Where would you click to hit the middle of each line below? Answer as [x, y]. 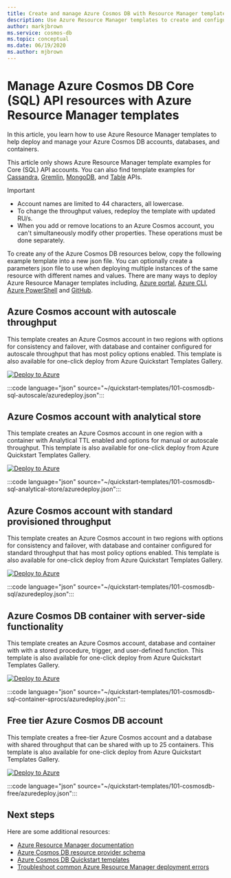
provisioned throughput [59, 522]
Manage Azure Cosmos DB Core [101, 86]
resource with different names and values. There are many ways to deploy [112, 275]
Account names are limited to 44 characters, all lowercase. [100, 203]
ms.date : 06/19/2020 [37, 45]
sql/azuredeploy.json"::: [41, 594]
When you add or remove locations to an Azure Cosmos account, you [115, 225]
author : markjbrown [35, 26]
